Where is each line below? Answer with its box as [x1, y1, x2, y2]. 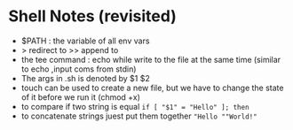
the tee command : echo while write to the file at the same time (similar [20, 54, 281, 65]
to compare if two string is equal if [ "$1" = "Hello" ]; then [20, 101, 249, 111]
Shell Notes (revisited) [8, 6, 177, 27]
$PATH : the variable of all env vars [20, 35, 150, 46]
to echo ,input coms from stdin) [20, 64, 137, 74]
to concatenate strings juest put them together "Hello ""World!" [20, 111, 258, 121]
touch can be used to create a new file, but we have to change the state [20, 82, 284, 93]
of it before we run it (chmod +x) [20, 91, 141, 103]
